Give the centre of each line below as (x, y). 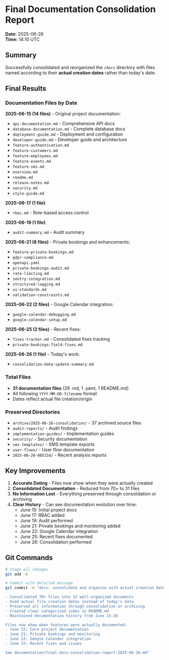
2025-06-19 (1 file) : (26, 222)
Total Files (18, 377)
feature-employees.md (35, 156)
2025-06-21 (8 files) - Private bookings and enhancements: (68, 242)
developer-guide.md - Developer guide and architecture (70, 140)
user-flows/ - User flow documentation (53, 450)
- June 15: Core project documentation (47, 629)
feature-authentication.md (41, 145)
